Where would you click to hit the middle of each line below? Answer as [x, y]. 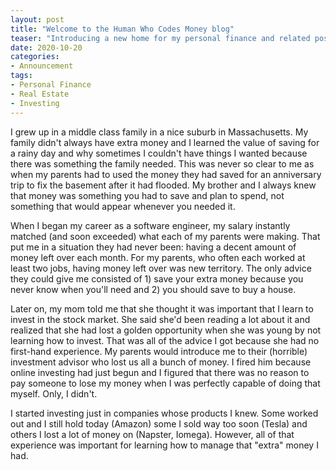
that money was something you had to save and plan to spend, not [147, 195]
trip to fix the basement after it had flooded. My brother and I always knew [163, 185]
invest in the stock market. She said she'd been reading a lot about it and [160, 319]
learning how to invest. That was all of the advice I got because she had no [165, 340]
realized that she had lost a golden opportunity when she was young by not [166, 330]
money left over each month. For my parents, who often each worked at [158, 257]
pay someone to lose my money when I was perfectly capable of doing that [165, 383]
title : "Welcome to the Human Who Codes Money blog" [122, 29]
